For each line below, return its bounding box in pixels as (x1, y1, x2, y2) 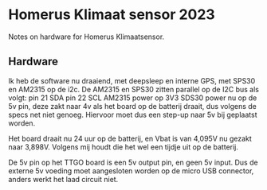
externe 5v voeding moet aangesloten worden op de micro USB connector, (8, 165, 254, 176)
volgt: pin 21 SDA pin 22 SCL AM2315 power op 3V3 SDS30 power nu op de (8, 93, 257, 103)
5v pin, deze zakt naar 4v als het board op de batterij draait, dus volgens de (8, 101, 257, 111)
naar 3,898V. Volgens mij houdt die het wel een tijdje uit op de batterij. (8, 142, 239, 152)
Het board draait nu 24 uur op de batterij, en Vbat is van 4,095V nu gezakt (8, 134, 253, 143)
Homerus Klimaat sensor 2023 (8, 6, 215, 24)
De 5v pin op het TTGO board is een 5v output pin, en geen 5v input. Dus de (8, 157, 258, 167)
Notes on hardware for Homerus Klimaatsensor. (8, 32, 165, 41)
